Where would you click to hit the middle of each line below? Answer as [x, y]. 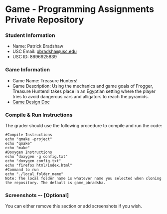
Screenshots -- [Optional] [37, 195]
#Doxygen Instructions [29, 152]
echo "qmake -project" [29, 139]
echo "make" [17, 148]
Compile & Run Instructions [39, 115]
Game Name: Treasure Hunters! [45, 80]
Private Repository [44, 20]
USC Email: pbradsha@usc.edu [45, 51]
